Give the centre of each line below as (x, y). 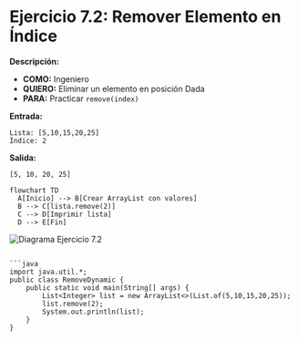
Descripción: (34, 61)
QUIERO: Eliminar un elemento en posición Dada (113, 88)
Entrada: (26, 116)
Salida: (23, 158)
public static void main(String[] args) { (108, 288)
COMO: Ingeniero (56, 78)
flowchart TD (34, 190)
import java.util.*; (49, 272)
